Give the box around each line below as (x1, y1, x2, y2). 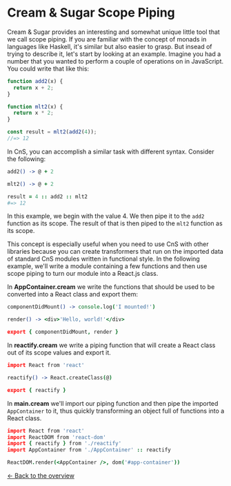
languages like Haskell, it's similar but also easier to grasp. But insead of (7, 42, 212, 50)
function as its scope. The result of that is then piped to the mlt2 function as (7, 219, 223, 227)
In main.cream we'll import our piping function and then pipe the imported (7, 399, 219, 407)
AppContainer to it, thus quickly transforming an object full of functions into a (7, 406, 225, 415)
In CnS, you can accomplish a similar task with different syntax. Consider (7, 147, 215, 156)
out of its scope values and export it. (7, 348, 112, 357)
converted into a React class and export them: (7, 290, 138, 299)
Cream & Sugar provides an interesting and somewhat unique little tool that (7, 28, 221, 36)
